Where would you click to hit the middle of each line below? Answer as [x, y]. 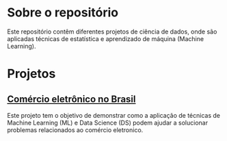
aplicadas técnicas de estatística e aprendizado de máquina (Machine [105, 38]
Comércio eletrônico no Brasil [71, 99]
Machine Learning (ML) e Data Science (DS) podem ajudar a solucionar [108, 123]
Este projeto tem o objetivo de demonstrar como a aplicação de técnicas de [114, 115]
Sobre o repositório [63, 13]
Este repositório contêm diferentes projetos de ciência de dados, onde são [112, 31]
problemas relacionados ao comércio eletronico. [75, 130]
